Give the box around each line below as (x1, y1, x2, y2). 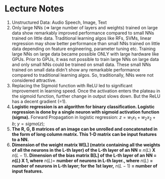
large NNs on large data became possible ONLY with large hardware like (11, 51, 159, 57)
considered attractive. (11, 77, 57, 83)
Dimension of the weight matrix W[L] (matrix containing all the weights (11, 142, 161, 148)
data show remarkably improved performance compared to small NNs (11, 30, 154, 36)
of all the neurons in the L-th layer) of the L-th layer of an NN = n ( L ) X (11, 147, 156, 153)
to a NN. (11, 136, 29, 142)
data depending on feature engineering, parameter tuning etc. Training (11, 46, 156, 52)
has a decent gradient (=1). (11, 98, 67, 104)
